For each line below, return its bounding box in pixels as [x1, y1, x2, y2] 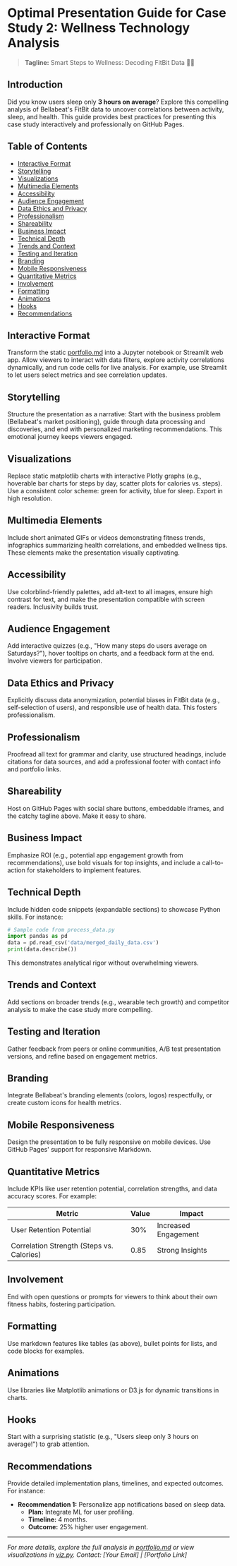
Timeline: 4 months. [28, 1515, 88, 1524]
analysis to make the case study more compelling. [7, 1005, 153, 1013]
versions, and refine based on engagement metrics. [7, 1052, 157, 1060]
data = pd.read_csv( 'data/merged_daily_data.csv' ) [7, 939, 159, 946]
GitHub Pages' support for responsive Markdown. [7, 1145, 152, 1154]
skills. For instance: [7, 913, 63, 921]
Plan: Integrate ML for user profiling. [28, 1508, 134, 1517]
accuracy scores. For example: [7, 1192, 97, 1200]
